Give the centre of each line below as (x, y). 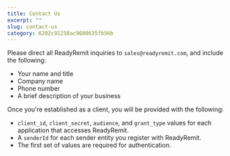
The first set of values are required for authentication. (94, 145)
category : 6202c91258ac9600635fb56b (60, 33)
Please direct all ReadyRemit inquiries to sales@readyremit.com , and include (115, 53)
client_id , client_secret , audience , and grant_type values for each (114, 123)
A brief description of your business (69, 96)
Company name (40, 81)
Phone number (39, 88)
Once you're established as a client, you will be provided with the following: (116, 109)
